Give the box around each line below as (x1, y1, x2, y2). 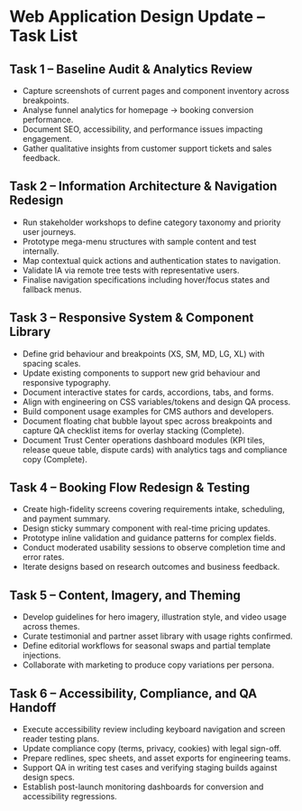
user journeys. (22, 226, 77, 237)
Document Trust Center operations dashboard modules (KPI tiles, (22, 434, 266, 445)
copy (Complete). (22, 453, 87, 464)
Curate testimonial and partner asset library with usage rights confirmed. (22, 630, 293, 642)
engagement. (22, 134, 72, 144)
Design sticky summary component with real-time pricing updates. (22, 523, 270, 534)
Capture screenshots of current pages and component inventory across (22, 86, 290, 96)
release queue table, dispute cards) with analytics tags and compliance (22, 444, 288, 455)
